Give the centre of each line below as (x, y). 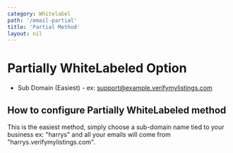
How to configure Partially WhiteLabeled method (117, 110)
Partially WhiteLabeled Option (97, 68)
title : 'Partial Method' (44, 27)
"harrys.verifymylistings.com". (52, 142)
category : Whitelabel (39, 14)
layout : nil (25, 33)
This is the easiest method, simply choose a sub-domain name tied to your (116, 127)
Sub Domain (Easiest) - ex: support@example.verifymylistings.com (115, 88)
